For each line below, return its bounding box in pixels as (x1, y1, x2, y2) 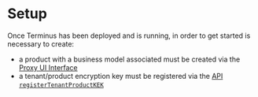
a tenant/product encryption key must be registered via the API (18, 71, 223, 80)
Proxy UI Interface (18, 62, 78, 72)
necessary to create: (7, 39, 75, 48)
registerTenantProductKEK (18, 80, 104, 89)
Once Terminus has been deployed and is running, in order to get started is (7, 31, 251, 40)
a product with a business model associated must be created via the (18, 54, 241, 64)
